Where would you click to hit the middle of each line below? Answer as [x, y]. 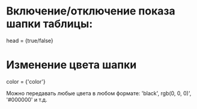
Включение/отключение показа [91, 11]
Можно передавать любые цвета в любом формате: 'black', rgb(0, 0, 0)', [99, 93]
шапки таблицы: [50, 24]
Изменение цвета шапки [71, 65]
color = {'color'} [26, 81]
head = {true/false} [30, 40]
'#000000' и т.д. [27, 99]
